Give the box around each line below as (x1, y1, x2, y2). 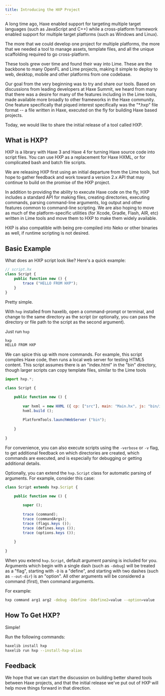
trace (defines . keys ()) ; (23, 525, 76, 530)
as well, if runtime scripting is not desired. (5, 230, 90, 236)
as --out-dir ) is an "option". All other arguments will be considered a (5, 573, 145, 579)
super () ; (23, 503, 43, 508)
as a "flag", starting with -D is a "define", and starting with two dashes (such (5, 568, 159, 574)
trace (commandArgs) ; (23, 517, 67, 522)
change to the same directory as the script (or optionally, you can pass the (5, 313, 156, 319)
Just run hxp (5, 328, 30, 334)
